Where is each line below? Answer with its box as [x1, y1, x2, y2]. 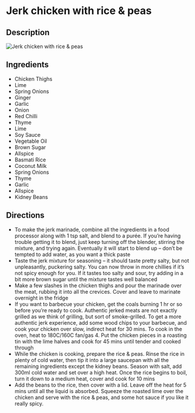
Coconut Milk [14, 162, 47, 169]
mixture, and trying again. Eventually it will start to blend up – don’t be [14, 245, 183, 252]
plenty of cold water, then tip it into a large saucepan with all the [14, 356, 169, 363]
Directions [6, 211, 45, 221]
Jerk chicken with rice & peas [6, 4, 152, 18]
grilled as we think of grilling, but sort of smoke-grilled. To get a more [14, 313, 182, 320]
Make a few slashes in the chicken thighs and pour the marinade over [14, 282, 182, 289]
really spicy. [14, 400, 44, 407]
